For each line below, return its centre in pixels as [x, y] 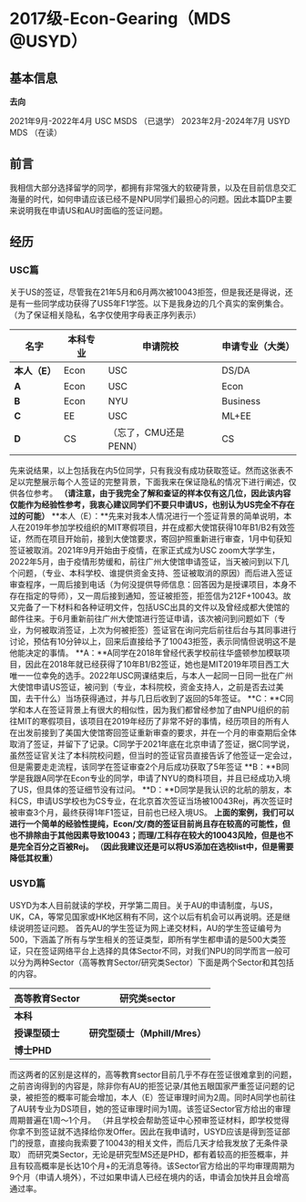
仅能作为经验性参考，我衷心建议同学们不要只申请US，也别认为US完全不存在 [152, 504]
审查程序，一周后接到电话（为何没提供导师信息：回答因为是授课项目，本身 [149, 584]
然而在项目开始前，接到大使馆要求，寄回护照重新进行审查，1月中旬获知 [158, 538]
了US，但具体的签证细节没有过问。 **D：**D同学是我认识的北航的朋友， [147, 789]
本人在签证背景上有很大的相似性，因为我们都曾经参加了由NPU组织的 [153, 710]
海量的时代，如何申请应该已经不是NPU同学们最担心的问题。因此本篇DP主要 [151, 199]
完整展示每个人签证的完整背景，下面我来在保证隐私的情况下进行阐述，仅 [161, 482]
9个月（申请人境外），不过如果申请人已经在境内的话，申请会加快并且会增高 [149, 1176]
